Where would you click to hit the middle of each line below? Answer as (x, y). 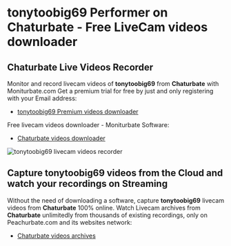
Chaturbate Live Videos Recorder (80, 67)
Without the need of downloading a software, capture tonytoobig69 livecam (116, 200)
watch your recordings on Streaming (87, 184)
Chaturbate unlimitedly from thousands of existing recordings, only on (108, 215)
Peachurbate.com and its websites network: (70, 222)
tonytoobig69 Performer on (88, 13)
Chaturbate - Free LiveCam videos (108, 27)
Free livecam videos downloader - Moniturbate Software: (88, 125)
